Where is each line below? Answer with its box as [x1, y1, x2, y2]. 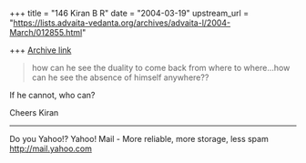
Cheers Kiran [9, 107, 59, 117]
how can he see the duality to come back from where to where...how [31, 63, 291, 73]
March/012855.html [9, 27, 83, 37]
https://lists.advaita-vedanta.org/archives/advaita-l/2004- [13, 17, 231, 28]
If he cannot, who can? [9, 90, 96, 100]
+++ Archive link [9, 45, 72, 56]
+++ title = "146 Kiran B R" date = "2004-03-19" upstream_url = [9, 8, 249, 18]
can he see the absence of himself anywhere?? [31, 72, 209, 83]
